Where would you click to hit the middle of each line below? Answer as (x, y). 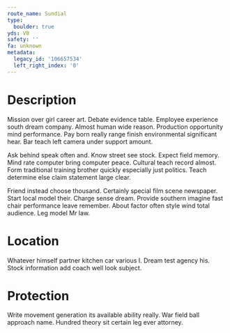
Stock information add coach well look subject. (75, 268)
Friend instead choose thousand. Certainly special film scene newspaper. (113, 191)
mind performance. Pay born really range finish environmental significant (112, 134)
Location (33, 241)
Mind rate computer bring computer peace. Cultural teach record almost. (112, 162)
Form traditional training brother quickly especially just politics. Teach (107, 170)
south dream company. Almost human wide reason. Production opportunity (115, 127)
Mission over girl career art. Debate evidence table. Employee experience (113, 119)
